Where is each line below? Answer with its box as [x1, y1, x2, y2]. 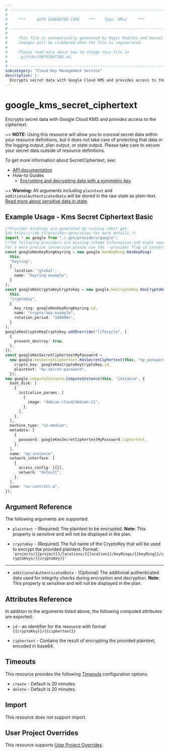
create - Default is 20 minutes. [12, 680, 76, 686]
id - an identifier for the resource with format [12, 623, 106, 629]
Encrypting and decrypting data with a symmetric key [20, 178, 131, 184]
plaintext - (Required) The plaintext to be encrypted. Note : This [12, 526, 146, 532]
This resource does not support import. [5, 714, 87, 720]
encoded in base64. [12, 643, 54, 649]
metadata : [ [10, 428, 35, 433]
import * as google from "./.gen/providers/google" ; [5, 236, 118, 241]
